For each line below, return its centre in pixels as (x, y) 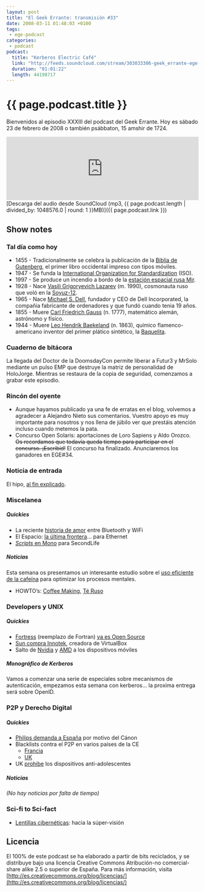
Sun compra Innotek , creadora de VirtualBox (71, 643)
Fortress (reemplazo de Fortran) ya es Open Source (80, 636)
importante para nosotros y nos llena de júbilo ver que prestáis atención (106, 422)
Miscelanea (24, 500)
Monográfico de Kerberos (40, 664)
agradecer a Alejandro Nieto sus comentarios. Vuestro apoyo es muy (102, 416)
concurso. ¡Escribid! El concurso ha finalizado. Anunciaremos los (97, 448)
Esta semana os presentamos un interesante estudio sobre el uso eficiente (100, 572)
